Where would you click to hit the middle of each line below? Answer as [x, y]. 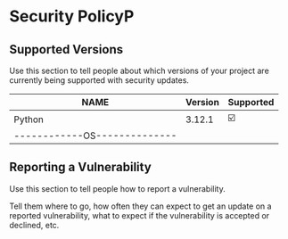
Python [29, 119]
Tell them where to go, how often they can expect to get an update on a [140, 206]
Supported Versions [66, 49]
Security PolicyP [72, 16]
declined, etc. [34, 225]
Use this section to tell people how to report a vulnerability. [117, 188]
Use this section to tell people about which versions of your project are [139, 70]
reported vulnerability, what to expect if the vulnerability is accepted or [140, 215]
